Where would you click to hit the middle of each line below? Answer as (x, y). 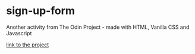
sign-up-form (41, 11)
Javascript (19, 33)
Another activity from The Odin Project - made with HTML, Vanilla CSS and (98, 27)
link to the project (28, 45)
